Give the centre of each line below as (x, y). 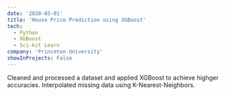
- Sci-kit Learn (37, 45)
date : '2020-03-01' (35, 13)
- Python (26, 33)
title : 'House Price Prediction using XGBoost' (77, 20)
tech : (15, 26)
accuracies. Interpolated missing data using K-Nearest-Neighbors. (101, 85)
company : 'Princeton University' (55, 52)
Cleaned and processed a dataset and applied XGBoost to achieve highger (113, 77)
